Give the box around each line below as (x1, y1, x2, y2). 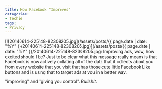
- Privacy (5, 25, 25, 30)
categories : (5, 12, 29, 16)
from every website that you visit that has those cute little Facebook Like (5, 64, 151, 70)
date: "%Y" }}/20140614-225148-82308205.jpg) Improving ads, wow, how (5, 49, 155, 55)
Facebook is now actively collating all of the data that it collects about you (5, 59, 154, 65)
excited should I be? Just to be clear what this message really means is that (5, 54, 157, 59)
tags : (5, 20, 16, 26)
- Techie (5, 16, 23, 21)
